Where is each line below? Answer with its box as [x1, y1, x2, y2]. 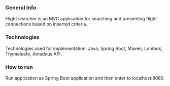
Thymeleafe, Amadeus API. [5, 50, 62, 57]
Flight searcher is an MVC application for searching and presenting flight [5, 16, 157, 22]
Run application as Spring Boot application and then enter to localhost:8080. [5, 75, 165, 81]
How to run [5, 63, 33, 70]
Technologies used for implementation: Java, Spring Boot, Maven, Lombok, [5, 45, 163, 51]
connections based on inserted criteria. [5, 21, 88, 27]
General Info [5, 4, 37, 11]
